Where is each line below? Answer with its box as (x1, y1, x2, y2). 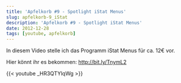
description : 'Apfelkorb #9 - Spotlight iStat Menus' (6, 20, 143, 25)
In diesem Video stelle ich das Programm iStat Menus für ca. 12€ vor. (6, 47, 176, 54)
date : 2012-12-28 (6, 25, 49, 31)
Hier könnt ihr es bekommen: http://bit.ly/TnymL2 (6, 59, 127, 66)
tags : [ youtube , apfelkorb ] (6, 31, 76, 37)
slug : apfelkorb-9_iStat (6, 14, 68, 20)
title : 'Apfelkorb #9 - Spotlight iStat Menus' (6, 8, 127, 15)
